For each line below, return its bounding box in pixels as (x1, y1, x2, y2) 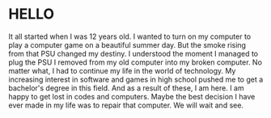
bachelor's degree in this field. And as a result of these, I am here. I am (8, 82, 244, 93)
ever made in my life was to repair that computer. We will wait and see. (8, 100, 244, 110)
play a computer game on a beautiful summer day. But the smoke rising (8, 40, 247, 49)
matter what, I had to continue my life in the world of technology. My (8, 65, 236, 75)
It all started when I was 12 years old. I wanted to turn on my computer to (8, 32, 252, 41)
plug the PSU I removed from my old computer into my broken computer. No (8, 57, 263, 67)
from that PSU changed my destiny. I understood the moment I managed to (8, 48, 259, 58)
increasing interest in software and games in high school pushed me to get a (8, 74, 264, 84)
